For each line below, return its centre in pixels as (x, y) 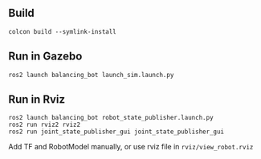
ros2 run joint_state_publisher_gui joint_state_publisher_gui (116, 132)
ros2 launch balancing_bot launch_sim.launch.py (91, 75)
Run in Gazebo (45, 57)
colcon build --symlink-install (62, 31)
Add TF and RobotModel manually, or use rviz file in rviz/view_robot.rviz (131, 147)
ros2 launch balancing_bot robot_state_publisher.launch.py (111, 118)
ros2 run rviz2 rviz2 (45, 125)
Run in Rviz (37, 100)
